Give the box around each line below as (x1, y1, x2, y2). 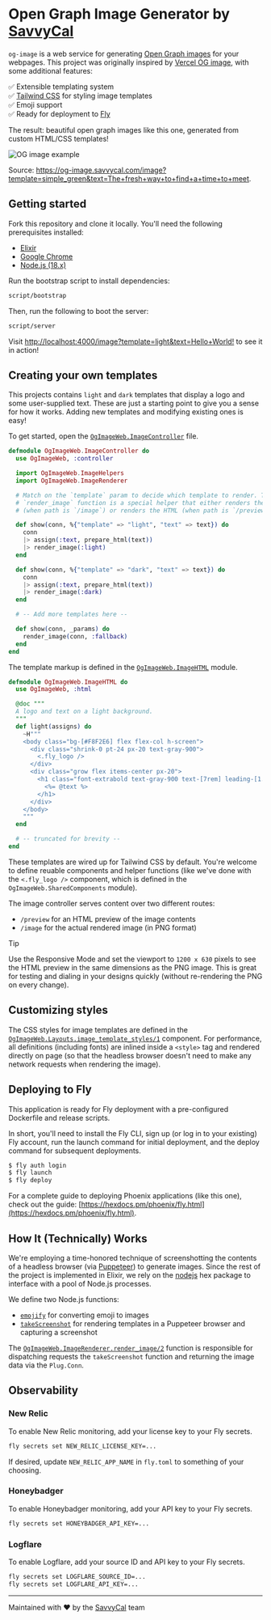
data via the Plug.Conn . (8, 1360, 85, 1370)
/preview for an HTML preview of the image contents (19, 914, 196, 923)
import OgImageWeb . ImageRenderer (15, 477, 128, 485)
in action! (8, 345, 40, 354)
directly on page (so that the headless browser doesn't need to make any (8, 1050, 252, 1060)
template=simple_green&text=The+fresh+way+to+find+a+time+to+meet (8, 173, 250, 183)
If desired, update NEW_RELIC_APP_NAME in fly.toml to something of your (8, 1457, 244, 1466)
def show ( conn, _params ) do (15, 625, 110, 634)
